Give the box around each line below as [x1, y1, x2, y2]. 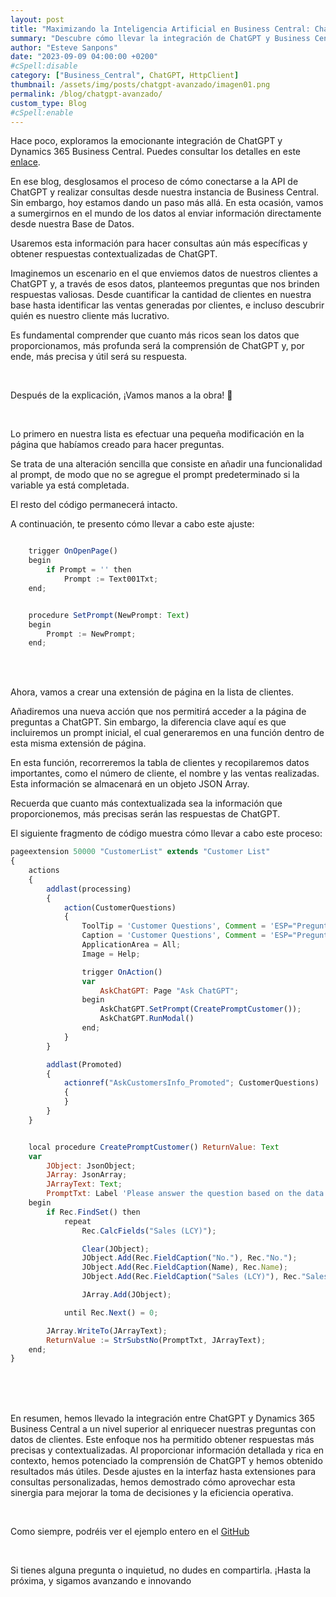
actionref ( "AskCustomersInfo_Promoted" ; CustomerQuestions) [63, 1078, 320, 1088]
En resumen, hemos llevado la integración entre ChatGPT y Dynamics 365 [10, 1412, 315, 1425]
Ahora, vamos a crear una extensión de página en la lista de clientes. [10, 686, 295, 698]
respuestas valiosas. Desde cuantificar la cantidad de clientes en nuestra [10, 289, 312, 301]
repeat [63, 1216, 92, 1226]
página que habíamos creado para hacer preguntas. [10, 439, 225, 451]
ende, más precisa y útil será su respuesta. [10, 351, 188, 363]
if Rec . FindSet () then [46, 1207, 141, 1217]
